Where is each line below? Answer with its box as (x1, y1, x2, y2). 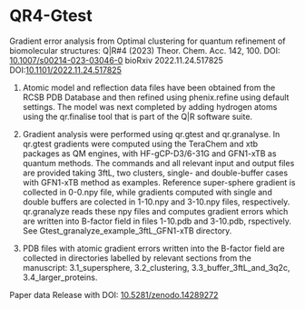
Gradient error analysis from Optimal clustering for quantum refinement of (9, 35, 286, 46)
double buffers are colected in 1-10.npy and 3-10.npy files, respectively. (22, 196, 290, 207)
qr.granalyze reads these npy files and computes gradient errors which (22, 205, 289, 216)
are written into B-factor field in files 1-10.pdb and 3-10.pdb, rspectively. (22, 215, 292, 226)
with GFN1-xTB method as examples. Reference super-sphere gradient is (22, 176, 296, 187)
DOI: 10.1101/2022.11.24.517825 (9, 65, 123, 75)
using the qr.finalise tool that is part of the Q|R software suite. (22, 111, 252, 122)
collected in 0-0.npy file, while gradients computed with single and (22, 186, 272, 197)
